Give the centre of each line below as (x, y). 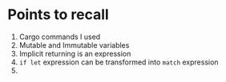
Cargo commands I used (60, 37)
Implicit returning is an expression (75, 53)
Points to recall (58, 15)
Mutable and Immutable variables (74, 45)
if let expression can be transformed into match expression (119, 62)
